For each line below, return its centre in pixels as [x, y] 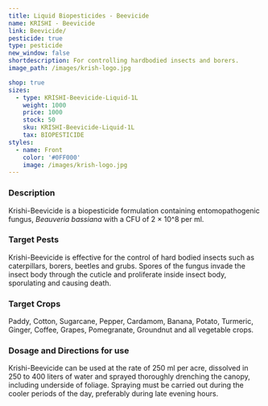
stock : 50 [39, 120]
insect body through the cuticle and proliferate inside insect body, [118, 274]
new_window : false [39, 53]
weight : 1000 [45, 105]
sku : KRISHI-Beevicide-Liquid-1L [79, 128]
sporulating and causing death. [60, 283]
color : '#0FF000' [52, 158]
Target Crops [35, 304]
